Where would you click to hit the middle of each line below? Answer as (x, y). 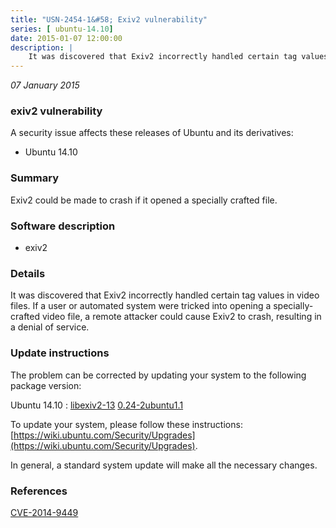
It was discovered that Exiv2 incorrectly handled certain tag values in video (165, 295)
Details (28, 273)
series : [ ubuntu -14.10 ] (62, 29)
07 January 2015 (45, 85)
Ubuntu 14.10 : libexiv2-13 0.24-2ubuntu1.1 (97, 405)
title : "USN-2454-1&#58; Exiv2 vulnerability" (109, 19)
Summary (35, 178)
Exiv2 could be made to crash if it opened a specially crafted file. (144, 200)
